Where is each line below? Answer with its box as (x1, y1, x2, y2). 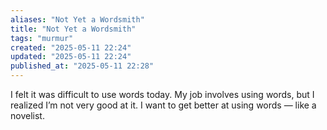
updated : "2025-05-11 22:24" (10, 52, 132, 62)
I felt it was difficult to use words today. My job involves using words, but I (10, 89, 315, 100)
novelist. (10, 110, 45, 121)
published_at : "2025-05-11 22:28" (10, 61, 155, 71)
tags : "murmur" (10, 33, 74, 43)
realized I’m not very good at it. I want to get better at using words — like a (10, 99, 317, 111)
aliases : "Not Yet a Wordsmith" (10, 14, 145, 25)
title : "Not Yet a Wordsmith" (10, 24, 137, 34)
